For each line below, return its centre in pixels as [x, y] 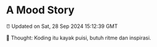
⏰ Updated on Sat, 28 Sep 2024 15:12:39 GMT [62, 26]
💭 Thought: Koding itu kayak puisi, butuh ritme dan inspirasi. [78, 38]
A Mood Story [40, 10]
